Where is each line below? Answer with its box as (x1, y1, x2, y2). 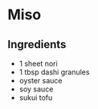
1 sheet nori (18, 59, 58, 68)
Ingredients (7, 38, 67, 51)
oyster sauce (18, 76, 63, 85)
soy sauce (18, 84, 54, 94)
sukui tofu (18, 93, 53, 102)
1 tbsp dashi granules (18, 67, 90, 77)
